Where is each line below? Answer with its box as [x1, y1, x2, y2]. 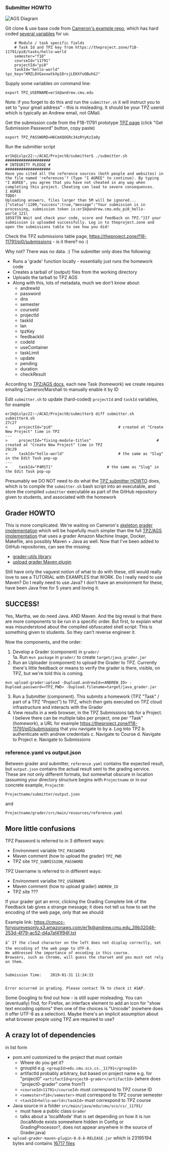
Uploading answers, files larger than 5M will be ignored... [5, 198, 137, 203]
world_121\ [5, 211, 28, 216]
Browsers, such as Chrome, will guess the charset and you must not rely [5, 955, 164, 960]
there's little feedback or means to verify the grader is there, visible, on [12, 665, 160, 671]
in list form [5, 1044, 28, 1050]
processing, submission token [5, 207, 69, 212]
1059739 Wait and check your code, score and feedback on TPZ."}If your [5, 216, 161, 221]
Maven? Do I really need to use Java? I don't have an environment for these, [5, 579, 163, 586]
